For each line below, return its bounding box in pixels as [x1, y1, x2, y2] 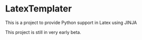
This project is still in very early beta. [5, 29, 81, 35]
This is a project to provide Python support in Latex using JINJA [5, 19, 137, 25]
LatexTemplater [5, 3, 72, 14]
